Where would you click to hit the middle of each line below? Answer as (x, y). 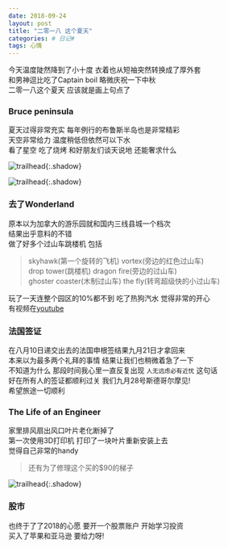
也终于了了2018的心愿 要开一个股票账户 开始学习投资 (96, 525)
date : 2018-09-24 (37, 16)
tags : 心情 (25, 46)
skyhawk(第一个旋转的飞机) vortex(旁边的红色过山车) (116, 261)
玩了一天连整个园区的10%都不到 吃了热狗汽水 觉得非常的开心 (110, 298)
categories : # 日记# (41, 38)
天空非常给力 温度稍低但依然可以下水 (69, 140)
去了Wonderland (41, 204)
